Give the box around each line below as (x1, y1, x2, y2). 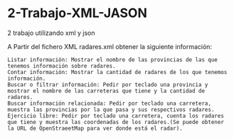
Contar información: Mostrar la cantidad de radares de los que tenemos (7, 68, 228, 76)
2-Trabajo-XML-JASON (7, 5, 147, 21)
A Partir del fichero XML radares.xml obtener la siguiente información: (7, 42, 212, 51)
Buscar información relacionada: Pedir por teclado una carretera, (7, 100, 212, 107)
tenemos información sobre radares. (7, 62, 116, 69)
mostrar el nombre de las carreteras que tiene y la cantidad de (7, 87, 205, 94)
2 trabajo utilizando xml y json (7, 29, 95, 37)
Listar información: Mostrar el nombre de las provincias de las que (7, 56, 218, 63)
